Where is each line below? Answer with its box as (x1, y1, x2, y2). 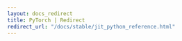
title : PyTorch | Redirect (7, 17, 85, 24)
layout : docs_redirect (7, 10, 73, 17)
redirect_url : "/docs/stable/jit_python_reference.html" (7, 23, 176, 30)
